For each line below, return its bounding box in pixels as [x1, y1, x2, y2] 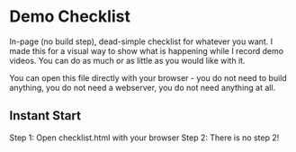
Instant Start [9, 108, 81, 123]
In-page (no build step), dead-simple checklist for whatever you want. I [9, 36, 274, 47]
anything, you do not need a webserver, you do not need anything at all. [9, 82, 276, 93]
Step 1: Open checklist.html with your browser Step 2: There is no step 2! [9, 132, 280, 143]
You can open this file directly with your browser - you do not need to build [9, 72, 288, 83]
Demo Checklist [9, 6, 130, 27]
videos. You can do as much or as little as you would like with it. [9, 55, 246, 66]
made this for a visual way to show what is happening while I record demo [9, 45, 284, 56]
